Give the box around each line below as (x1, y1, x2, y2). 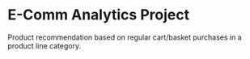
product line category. (7, 40, 82, 50)
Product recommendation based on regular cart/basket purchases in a (7, 32, 242, 42)
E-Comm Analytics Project (7, 6, 190, 24)
